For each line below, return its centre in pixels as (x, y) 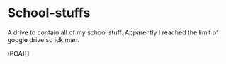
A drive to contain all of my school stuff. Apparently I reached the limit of (113, 32)
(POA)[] (18, 53)
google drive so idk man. (44, 39)
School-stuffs (49, 13)
